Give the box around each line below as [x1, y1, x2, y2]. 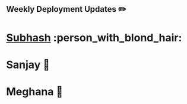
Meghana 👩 [6, 84, 64, 98]
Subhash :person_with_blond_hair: [6, 31, 182, 44]
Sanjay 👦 [6, 58, 50, 71]
